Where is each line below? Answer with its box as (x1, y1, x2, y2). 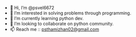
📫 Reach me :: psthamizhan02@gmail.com (9, 26, 99, 32)
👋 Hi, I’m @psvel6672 (9, 5, 54, 10)
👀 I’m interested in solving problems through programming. (9, 10, 131, 16)
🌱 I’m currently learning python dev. (9, 15, 84, 21)
